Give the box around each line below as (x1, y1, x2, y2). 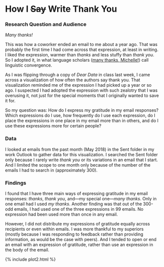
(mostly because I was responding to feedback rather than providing (5, 231, 143, 237)
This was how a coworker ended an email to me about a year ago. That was (5, 42, 158, 48)
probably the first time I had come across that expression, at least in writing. (5, 47, 159, 52)
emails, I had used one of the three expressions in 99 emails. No (14, 206, 143, 212)
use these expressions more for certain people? (5, 123, 102, 129)
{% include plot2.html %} (5, 256, 56, 263)
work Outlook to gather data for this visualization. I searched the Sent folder (5, 151, 158, 157)
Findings (5, 179, 26, 186)
